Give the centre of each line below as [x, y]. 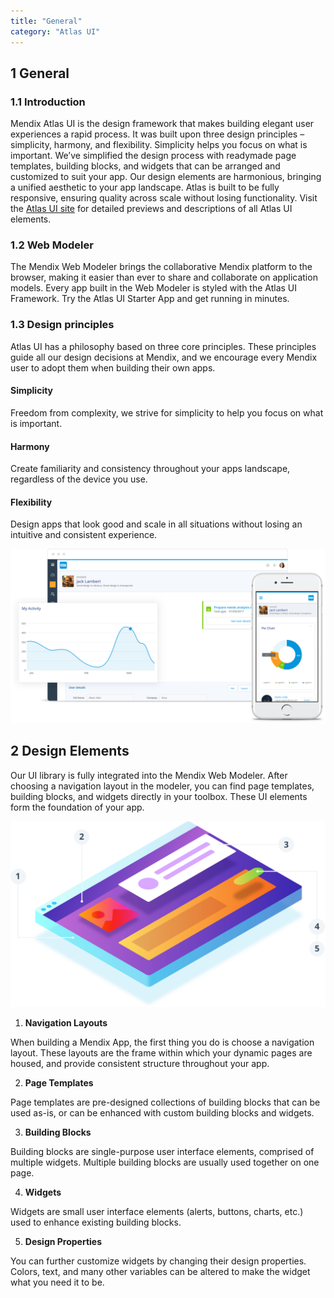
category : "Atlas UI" [55, 31]
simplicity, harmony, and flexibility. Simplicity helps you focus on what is [159, 145]
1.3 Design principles [62, 325]
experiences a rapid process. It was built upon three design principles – [157, 134]
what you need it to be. [57, 1282]
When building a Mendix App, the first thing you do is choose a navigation [162, 1042]
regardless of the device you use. [79, 479]
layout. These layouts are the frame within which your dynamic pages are [161, 1053]
